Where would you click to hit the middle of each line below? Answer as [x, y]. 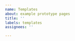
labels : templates [23, 23]
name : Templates [21, 9]
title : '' [15, 18]
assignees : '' [19, 27]
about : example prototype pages [37, 14]
